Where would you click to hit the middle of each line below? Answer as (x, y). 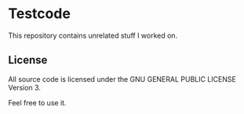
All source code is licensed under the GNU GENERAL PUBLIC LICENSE (122, 79)
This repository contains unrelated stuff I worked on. (93, 35)
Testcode (39, 14)
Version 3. (25, 87)
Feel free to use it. (37, 102)
